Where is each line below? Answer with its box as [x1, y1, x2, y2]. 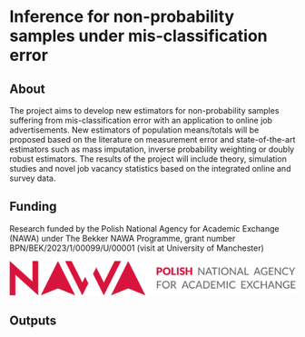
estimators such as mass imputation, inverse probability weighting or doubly [9, 144, 295, 154]
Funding [9, 199, 57, 214]
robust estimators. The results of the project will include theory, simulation [9, 154, 288, 164]
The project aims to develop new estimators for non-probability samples [9, 105, 280, 115]
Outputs [9, 313, 57, 329]
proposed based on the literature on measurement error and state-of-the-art [9, 134, 296, 144]
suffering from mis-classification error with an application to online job [9, 115, 273, 125]
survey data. [9, 173, 56, 183]
